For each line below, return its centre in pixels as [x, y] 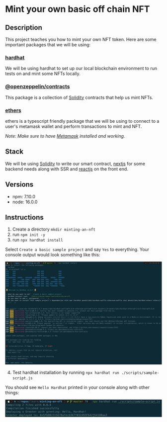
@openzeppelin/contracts [38, 86]
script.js [23, 378]
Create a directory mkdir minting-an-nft [54, 229]
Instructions [24, 217]
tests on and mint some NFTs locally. [43, 74]
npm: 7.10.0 [24, 196]
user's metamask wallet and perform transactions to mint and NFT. [74, 126]
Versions [19, 185]
